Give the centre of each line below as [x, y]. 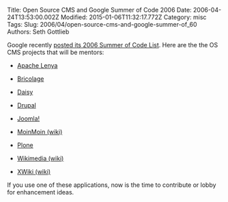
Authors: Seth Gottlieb [38, 31]
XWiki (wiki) [34, 172]
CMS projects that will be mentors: [56, 52]
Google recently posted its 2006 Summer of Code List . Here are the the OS [113, 45]
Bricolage [30, 79]
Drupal [26, 105]
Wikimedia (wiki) [40, 158]
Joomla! [28, 118]
